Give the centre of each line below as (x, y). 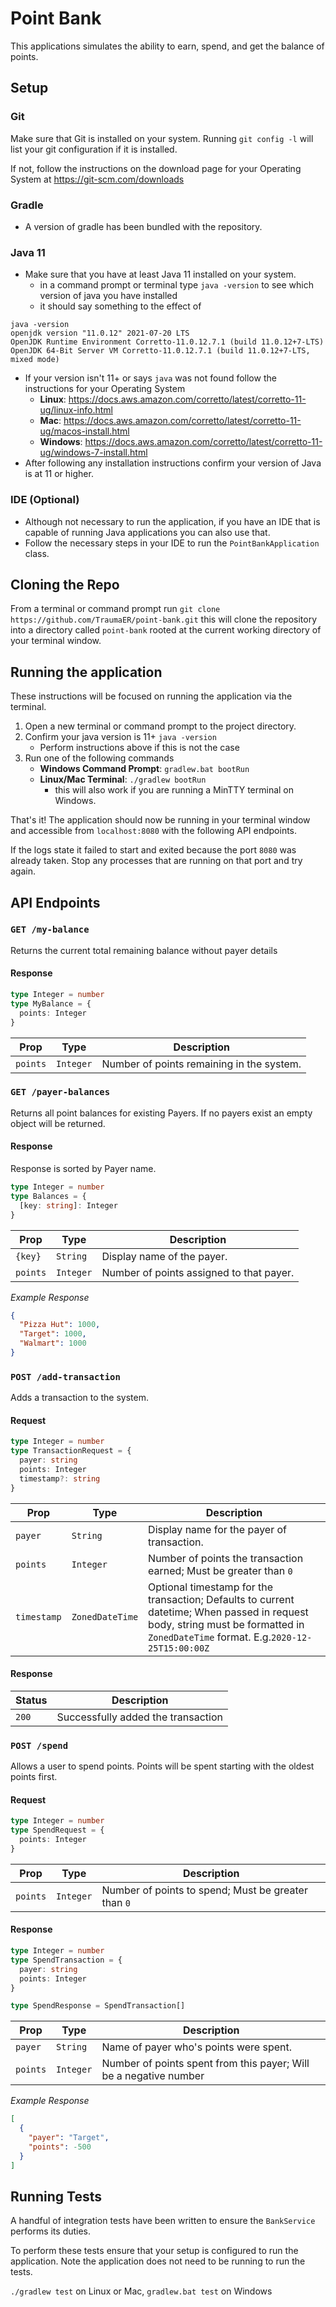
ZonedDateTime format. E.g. (210, 1637)
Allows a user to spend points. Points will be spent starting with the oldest (162, 1766)
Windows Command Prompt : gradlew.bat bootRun (144, 769)
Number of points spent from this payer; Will (205, 2064)
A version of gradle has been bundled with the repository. (143, 226)
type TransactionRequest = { (71, 1451)
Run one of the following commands (99, 758)
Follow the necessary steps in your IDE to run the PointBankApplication (172, 543)
